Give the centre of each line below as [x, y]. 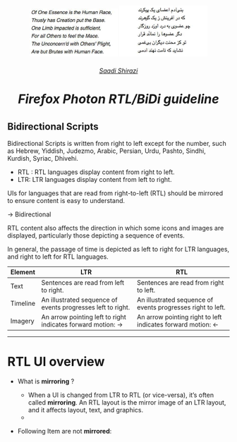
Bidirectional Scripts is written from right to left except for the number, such [117, 143]
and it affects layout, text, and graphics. [85, 410]
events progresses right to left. [181, 307]
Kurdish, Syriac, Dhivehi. [43, 158]
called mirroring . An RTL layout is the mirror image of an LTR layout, [127, 402]
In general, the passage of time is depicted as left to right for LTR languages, [119, 249]
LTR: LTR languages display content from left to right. [95, 179]
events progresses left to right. [86, 307]
